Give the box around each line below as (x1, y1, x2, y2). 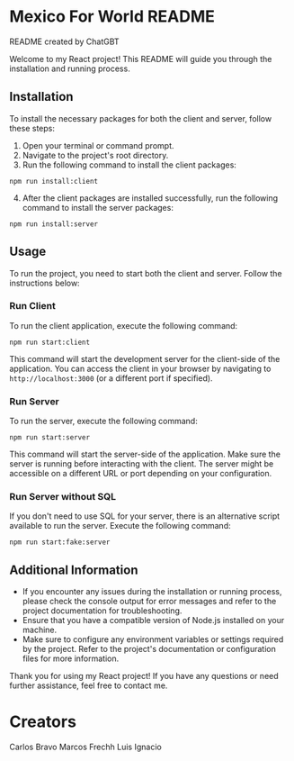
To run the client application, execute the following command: (9, 320, 238, 331)
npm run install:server (9, 219, 99, 229)
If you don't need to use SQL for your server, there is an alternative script (9, 511, 281, 521)
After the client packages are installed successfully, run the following (22, 192, 279, 204)
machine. (22, 624, 58, 636)
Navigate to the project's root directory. (22, 149, 169, 160)
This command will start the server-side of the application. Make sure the (9, 448, 281, 460)
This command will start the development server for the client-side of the (9, 353, 281, 364)
